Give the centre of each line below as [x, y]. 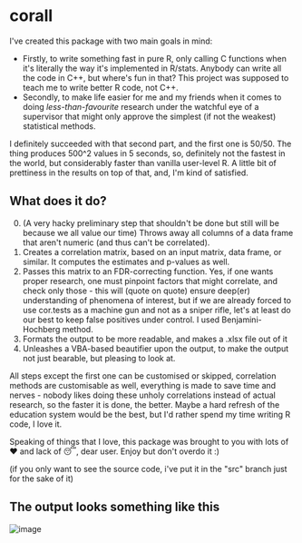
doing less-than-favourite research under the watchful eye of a [141, 106]
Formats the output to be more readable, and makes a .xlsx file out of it [155, 339]
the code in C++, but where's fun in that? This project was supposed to [156, 77]
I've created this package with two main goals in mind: [111, 41]
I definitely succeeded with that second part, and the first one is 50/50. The [151, 143]
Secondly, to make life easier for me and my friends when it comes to [152, 97]
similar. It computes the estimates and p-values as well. [126, 262]
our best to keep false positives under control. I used [121, 320]
